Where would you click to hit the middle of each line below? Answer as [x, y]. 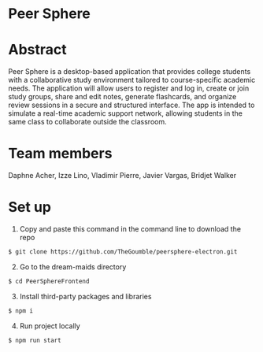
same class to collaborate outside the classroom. [87, 122]
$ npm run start [35, 340]
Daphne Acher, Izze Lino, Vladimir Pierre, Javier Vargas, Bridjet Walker [122, 176]
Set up [30, 207]
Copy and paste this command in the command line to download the [130, 229]
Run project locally [50, 326]
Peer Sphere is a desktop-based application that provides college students [130, 72]
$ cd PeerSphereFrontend [49, 281]
